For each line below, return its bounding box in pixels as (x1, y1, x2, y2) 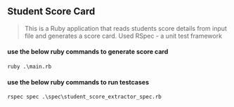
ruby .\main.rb (7, 63, 52, 71)
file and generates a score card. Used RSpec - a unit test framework (24, 31, 223, 40)
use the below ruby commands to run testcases (7, 78, 150, 86)
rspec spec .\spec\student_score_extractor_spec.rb (7, 94, 162, 101)
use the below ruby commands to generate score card (7, 48, 169, 56)
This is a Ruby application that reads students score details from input (24, 24, 227, 32)
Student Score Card (7, 6, 96, 17)
